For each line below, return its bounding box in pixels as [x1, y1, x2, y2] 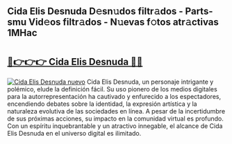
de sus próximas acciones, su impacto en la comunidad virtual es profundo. [7, 114, 224, 123]
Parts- [185, 6, 213, 17]
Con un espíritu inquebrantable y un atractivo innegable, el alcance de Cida [7, 122, 223, 130]
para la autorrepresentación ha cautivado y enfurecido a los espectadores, [7, 93, 221, 100]
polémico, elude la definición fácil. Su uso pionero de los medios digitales [7, 85, 217, 93]
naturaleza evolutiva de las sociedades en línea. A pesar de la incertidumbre [7, 107, 226, 115]
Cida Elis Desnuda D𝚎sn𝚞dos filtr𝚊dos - [7, 6, 183, 17]
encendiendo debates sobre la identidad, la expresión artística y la [7, 100, 197, 108]
